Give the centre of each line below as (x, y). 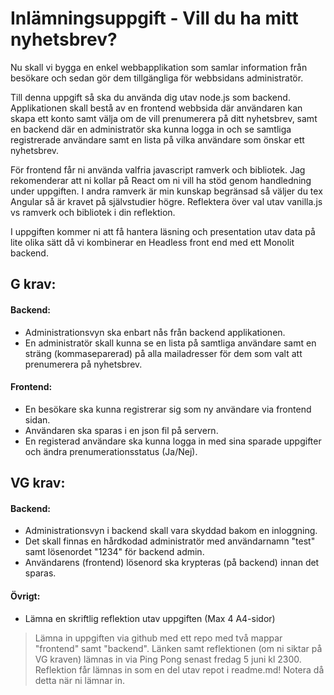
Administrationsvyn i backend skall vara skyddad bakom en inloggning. (171, 531)
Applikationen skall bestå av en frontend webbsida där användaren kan (156, 108)
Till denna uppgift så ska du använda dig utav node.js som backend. (150, 97)
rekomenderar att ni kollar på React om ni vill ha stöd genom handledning (161, 180)
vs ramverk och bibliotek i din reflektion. (93, 212)
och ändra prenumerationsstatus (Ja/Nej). (111, 451)
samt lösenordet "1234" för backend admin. (114, 552)
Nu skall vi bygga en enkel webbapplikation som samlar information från (159, 67)
